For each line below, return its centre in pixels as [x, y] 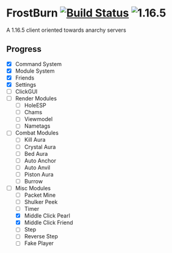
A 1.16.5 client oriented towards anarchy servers [66, 30]
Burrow [34, 181]
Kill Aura [35, 140]
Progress [24, 49]
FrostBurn [32, 13]
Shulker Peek [41, 202]
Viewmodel [38, 119]
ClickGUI [26, 91]
